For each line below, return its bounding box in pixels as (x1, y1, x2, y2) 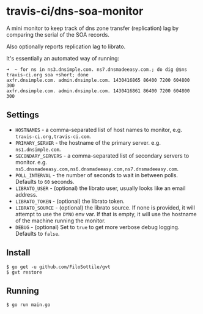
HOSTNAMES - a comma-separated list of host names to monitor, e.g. (15, 126, 182, 133)
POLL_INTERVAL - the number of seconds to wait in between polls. (15, 171, 179, 178)
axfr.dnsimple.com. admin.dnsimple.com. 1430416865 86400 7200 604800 (6, 77, 190, 83)
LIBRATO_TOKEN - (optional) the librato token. (15, 197, 125, 205)
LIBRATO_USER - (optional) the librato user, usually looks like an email (15, 184, 186, 192)
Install (6, 247, 31, 258)
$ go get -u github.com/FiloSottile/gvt (6, 264, 111, 270)
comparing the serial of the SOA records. (6, 31, 110, 38)
